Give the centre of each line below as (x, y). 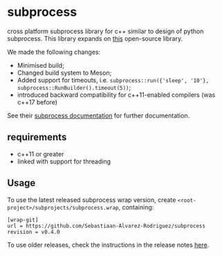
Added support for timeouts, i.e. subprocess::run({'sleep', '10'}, (113, 80)
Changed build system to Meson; (64, 73)
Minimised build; (40, 65)
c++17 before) (37, 102)
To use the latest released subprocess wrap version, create (92, 200)
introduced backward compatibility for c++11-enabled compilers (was (116, 95)
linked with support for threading (64, 161)
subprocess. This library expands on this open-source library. (95, 38)
